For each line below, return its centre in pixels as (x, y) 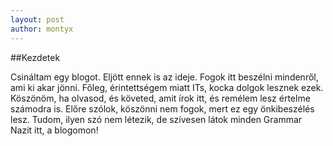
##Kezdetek (35, 57)
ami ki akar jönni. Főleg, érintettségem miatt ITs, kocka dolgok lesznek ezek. (167, 87)
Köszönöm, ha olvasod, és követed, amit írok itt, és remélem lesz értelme (160, 98)
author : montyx (42, 29)
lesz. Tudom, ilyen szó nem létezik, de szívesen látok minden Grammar (156, 119)
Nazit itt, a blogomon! (54, 130)
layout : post (37, 19)
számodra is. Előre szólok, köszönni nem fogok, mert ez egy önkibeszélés (162, 108)
